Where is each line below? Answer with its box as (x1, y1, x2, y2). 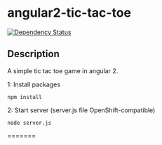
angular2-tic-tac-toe (7, 5, 132, 21)
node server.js (7, 119, 52, 126)
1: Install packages (7, 80, 61, 89)
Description (7, 48, 60, 60)
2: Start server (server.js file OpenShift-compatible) (7, 106, 156, 114)
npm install (7, 93, 42, 100)
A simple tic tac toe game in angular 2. (7, 66, 119, 75)
